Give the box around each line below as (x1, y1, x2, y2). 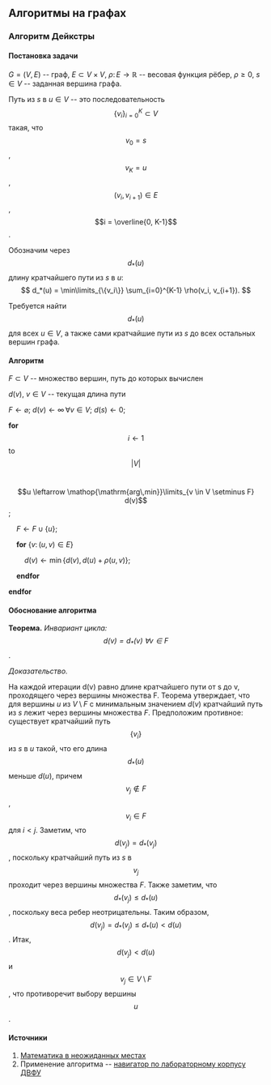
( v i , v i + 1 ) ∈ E (113, 190, 159, 202)
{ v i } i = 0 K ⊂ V (113, 107, 159, 120)
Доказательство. (8, 666, 68, 676)
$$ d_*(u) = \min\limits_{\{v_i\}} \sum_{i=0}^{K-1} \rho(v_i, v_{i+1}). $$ (20, 285, 252, 295)
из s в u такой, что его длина (8, 743, 108, 753)
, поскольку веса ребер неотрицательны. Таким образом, (8, 907, 210, 916)
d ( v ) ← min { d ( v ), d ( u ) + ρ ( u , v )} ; (23, 555, 131, 566)
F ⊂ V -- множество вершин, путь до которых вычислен (8, 374, 204, 383)
